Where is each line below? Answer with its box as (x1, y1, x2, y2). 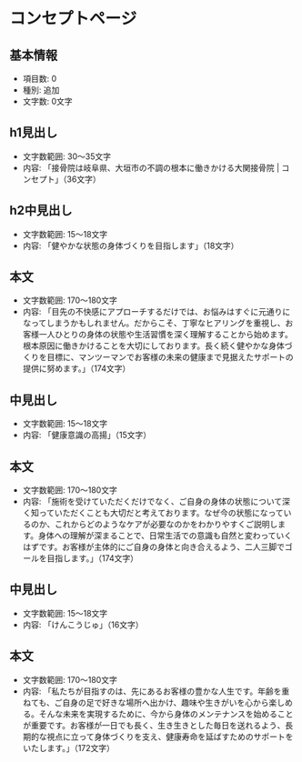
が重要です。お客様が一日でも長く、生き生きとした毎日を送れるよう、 (22, 719, 286, 730)
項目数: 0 (22, 74, 57, 84)
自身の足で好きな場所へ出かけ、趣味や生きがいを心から (62, 697, 269, 707)
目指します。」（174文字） (46, 553, 139, 564)
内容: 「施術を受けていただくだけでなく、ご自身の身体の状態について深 (22, 496, 291, 507)
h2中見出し (9, 203, 73, 218)
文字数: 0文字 (22, 96, 73, 106)
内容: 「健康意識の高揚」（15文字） (22, 429, 152, 441)
